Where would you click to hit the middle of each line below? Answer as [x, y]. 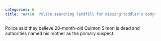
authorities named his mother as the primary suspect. [60, 33]
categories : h [20, 10]
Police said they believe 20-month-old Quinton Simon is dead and [73, 28]
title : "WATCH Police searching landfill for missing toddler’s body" [81, 14]
